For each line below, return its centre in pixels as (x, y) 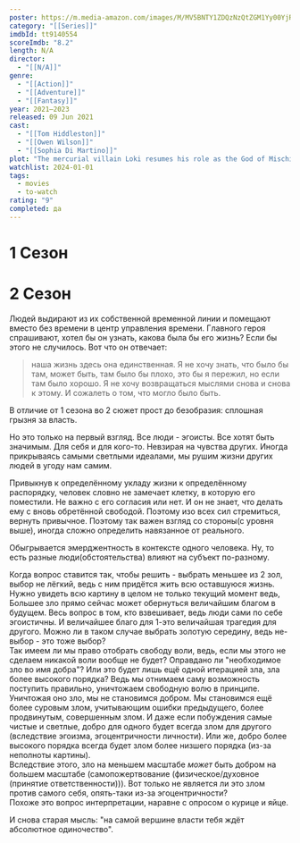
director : (28, 59)
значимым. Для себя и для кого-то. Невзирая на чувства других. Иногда (149, 446)
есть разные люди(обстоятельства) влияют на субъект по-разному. (139, 557)
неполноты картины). (50, 754)
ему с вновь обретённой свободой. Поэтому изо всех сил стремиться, (145, 511)
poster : (24, 17)
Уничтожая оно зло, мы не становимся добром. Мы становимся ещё (141, 697)
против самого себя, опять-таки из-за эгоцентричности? (118, 793)
